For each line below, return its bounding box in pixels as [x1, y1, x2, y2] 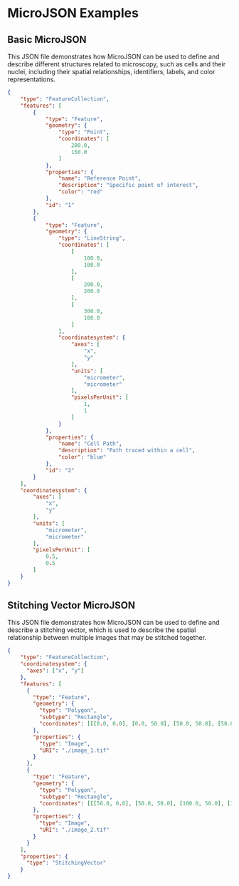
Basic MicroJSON [7, 34, 87, 46]
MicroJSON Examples [7, 5, 139, 21]
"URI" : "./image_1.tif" [38, 747, 110, 754]
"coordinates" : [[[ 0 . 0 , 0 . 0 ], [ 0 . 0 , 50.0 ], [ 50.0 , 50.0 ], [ [38, 720, 222, 728]
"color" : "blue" [58, 454, 107, 461]
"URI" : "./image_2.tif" [38, 826, 110, 834]
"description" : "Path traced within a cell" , [58, 447, 196, 454]
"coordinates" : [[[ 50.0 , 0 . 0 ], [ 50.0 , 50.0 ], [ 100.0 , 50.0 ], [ [38, 800, 231, 807]
